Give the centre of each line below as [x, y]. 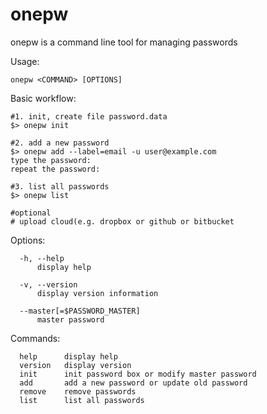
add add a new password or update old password [133, 383]
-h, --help [42, 258]
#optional [31, 213]
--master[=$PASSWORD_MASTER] [80, 311]
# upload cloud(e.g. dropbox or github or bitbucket [122, 221]
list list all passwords [82, 400]
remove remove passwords [78, 391]
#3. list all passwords [60, 186]
